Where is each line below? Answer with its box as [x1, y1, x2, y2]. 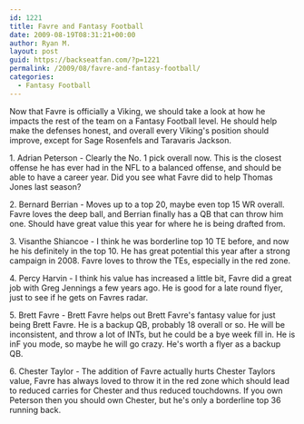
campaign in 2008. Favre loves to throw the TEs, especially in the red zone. [9, 255, 291, 266]
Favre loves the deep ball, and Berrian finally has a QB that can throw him [9, 208, 284, 219]
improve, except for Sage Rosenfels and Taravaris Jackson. [9, 134, 231, 145]
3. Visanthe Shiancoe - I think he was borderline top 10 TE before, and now [9, 235, 289, 246]
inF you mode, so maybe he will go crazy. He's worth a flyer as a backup [9, 338, 281, 350]
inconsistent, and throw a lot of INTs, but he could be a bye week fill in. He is [9, 329, 296, 340]
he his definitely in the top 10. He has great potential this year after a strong [9, 245, 290, 256]
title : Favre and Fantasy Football [9, 22, 144, 31]
